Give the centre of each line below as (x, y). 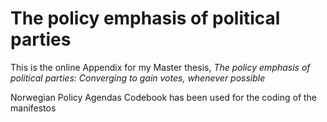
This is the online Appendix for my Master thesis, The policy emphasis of (160, 67)
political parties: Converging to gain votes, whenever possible (138, 78)
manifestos (33, 108)
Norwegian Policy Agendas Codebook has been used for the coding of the (164, 97)
